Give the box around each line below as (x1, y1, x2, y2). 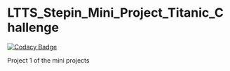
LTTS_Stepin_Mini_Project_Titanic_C (7, 5, 224, 21)
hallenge (7, 19, 60, 35)
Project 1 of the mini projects (7, 56, 90, 64)
